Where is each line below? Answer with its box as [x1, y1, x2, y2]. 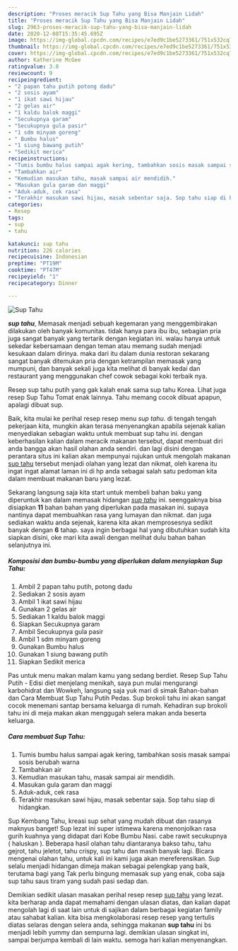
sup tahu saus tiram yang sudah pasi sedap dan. [8, 877, 149, 885]
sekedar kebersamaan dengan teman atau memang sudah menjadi [8, 341, 202, 350]
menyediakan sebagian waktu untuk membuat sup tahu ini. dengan [8, 429, 203, 437]
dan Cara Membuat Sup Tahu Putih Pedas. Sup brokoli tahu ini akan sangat [8, 693, 226, 702]
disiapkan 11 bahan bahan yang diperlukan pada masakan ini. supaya [8, 503, 209, 512]
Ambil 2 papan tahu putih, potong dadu [18, 582, 133, 591]
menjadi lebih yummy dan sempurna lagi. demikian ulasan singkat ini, [8, 928, 210, 936]
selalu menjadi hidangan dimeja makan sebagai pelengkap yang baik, [8, 861, 210, 870]
